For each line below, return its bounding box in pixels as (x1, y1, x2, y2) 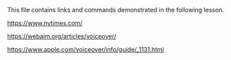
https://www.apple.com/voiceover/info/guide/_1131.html (7, 46, 164, 53)
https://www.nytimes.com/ (7, 19, 83, 27)
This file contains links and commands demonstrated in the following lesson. (7, 6, 225, 14)
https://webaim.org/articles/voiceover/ (7, 32, 117, 40)
